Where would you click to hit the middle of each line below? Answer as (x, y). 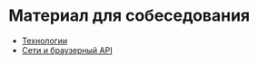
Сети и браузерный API (67, 50)
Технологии (45, 41)
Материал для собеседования (129, 16)
